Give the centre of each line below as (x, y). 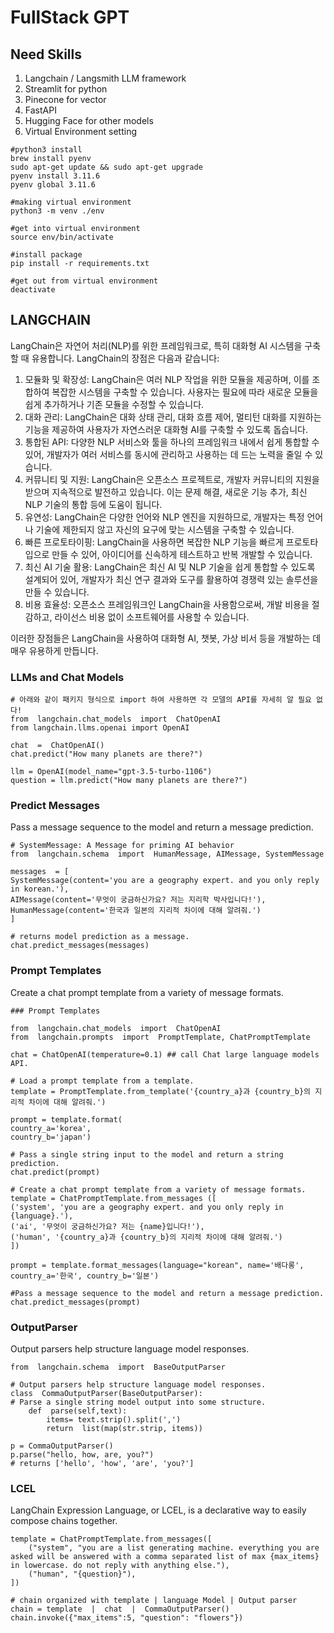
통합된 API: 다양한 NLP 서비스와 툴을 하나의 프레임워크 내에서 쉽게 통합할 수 (172, 442)
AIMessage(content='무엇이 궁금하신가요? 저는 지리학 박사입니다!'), (138, 900)
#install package (46, 255)
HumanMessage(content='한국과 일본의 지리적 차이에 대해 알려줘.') (136, 911)
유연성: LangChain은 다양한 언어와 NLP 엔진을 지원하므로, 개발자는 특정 (164, 517)
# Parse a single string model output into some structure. (138, 1402)
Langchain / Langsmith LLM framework (105, 78)
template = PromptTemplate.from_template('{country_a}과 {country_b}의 (161, 1091)
